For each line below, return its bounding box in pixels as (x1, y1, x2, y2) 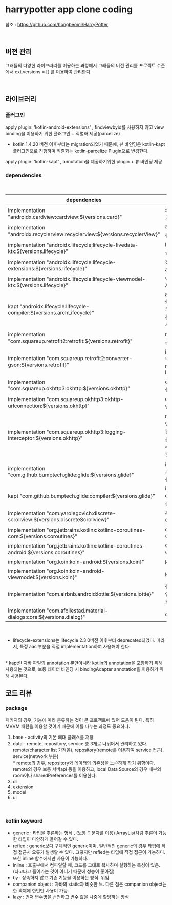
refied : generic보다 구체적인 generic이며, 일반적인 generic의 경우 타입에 (12, 843, 160, 849)
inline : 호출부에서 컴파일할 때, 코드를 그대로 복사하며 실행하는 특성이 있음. (12, 861, 160, 868)
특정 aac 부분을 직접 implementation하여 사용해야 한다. (19, 643, 131, 649)
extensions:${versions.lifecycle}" (8, 265, 87, 272)
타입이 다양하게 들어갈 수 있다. (18, 836, 78, 842)
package (5, 705, 28, 712)
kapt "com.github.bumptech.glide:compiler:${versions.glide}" (8, 492, 155, 499)
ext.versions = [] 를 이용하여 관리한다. (14, 68, 92, 75)
